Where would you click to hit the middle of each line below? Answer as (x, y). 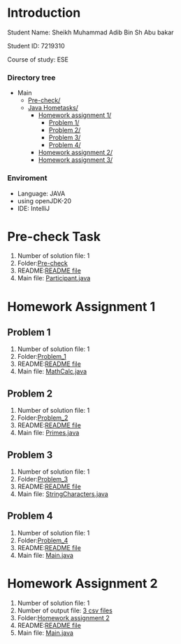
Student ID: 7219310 (36, 46)
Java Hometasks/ (53, 108)
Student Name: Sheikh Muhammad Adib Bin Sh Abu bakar (90, 32)
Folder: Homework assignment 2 (63, 617)
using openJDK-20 (44, 200)
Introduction (44, 13)
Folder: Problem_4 (43, 540)
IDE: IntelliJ (34, 208)
